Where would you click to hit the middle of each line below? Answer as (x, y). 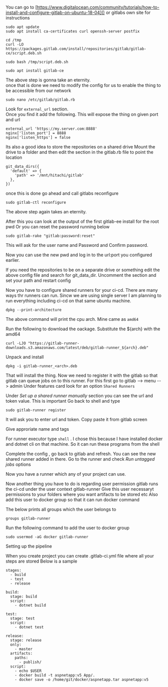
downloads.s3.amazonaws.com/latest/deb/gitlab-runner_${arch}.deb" (77, 348)
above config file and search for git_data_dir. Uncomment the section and (81, 275)
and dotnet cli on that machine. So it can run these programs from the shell (83, 444)
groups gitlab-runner (28, 519)
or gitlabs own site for (128, 12)
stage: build (24, 597)
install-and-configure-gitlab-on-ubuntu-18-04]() (55, 12)
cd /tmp (14, 40)
